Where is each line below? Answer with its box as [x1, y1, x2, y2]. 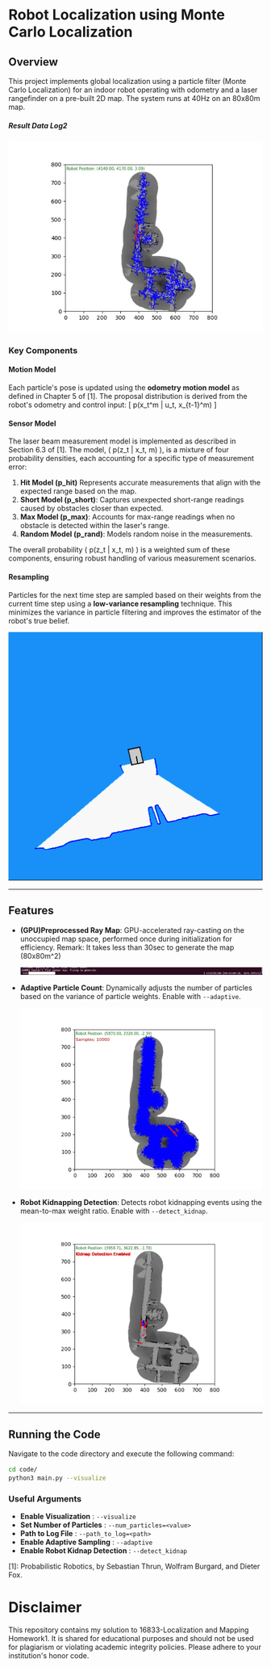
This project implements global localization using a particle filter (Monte [8, 77, 247, 86]
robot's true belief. [8, 615, 70, 625]
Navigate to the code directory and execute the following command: [8, 1449, 235, 1459]
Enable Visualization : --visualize [19, 1512, 136, 1522]
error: [8, 462, 27, 472]
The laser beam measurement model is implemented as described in [8, 436, 236, 446]
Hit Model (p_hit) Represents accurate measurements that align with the [19, 478, 261, 488]
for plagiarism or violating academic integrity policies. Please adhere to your [8, 1642, 262, 1652]
